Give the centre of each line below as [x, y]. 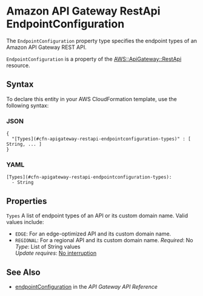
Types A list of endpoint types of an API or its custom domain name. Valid [97, 215]
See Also [23, 272]
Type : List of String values [48, 247]
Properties [27, 201]
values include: [25, 222]
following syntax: [28, 105]
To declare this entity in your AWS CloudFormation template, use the [92, 99]
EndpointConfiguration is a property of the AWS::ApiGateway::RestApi [94, 59]
